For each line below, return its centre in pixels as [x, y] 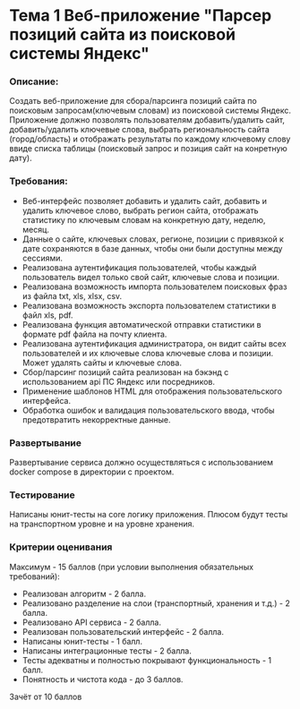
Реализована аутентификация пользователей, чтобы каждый [139, 267]
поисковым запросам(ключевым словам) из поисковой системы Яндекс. [150, 111]
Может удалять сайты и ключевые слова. [102, 363]
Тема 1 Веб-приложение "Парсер [141, 16]
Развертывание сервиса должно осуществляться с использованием [141, 463]
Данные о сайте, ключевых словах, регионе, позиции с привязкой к [153, 239]
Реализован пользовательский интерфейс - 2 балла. [123, 631]
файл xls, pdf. [47, 315]
